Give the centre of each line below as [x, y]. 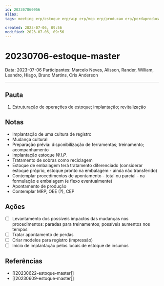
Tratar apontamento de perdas [43, 234]
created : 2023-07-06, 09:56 [34, 27]
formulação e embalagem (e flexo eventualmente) [62, 181]
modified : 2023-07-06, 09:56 [35, 32]
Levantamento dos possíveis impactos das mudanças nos [70, 218]
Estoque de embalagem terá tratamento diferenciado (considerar [77, 165]
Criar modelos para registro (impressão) [52, 240]
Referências [24, 261]
